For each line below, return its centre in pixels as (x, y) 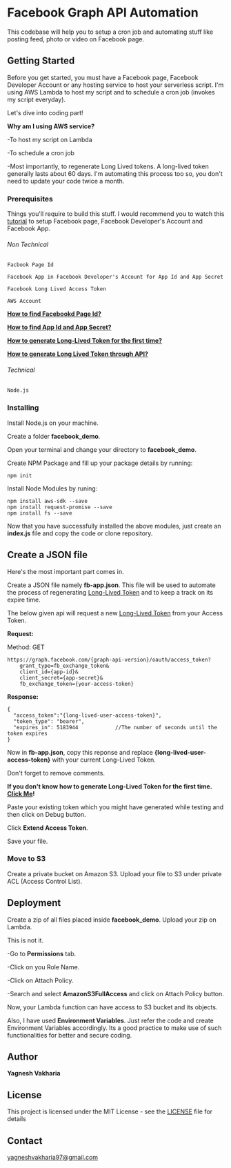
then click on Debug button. (47, 814)
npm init (20, 475)
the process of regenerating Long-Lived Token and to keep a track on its (110, 592)
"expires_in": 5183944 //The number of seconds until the (115, 727)
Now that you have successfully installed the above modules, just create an (114, 526)
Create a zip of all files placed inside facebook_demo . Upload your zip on (112, 920)
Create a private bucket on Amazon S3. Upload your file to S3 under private (114, 873)
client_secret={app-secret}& (61, 677)
